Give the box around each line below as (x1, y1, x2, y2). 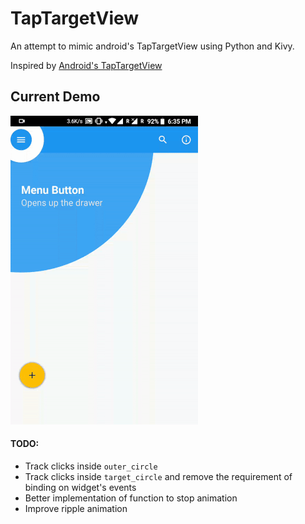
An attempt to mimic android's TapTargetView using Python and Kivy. (10, 40, 295, 52)
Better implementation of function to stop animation (24, 492, 238, 504)
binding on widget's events (24, 481, 137, 493)
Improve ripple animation (24, 502, 128, 514)
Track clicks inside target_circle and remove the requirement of (24, 470, 293, 482)
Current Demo (10, 88, 101, 106)
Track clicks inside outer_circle (24, 460, 158, 472)
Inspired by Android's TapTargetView (10, 59, 163, 71)
